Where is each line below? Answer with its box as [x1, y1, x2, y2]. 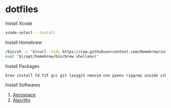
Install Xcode [5, 20, 33, 26]
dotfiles [5, 4, 39, 15]
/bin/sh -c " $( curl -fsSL [5, 49, 60, 54]
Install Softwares [5, 82, 41, 88]
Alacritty [12, 97, 31, 103]
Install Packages [5, 63, 40, 69]
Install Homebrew [5, 39, 42, 45]
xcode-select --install [5, 30, 56, 35]
